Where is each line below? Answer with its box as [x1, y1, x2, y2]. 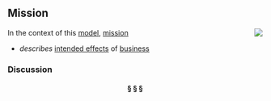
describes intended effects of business [19, 44, 150, 53]
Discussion [7, 64, 53, 75]
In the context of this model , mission [7, 27, 129, 37]
